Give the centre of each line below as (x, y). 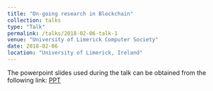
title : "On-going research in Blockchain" (70, 14)
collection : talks (34, 20)
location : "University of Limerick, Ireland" (75, 53)
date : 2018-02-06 (33, 46)
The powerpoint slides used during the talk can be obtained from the (107, 72)
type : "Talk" (26, 27)
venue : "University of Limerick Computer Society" (83, 40)
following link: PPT (34, 80)
